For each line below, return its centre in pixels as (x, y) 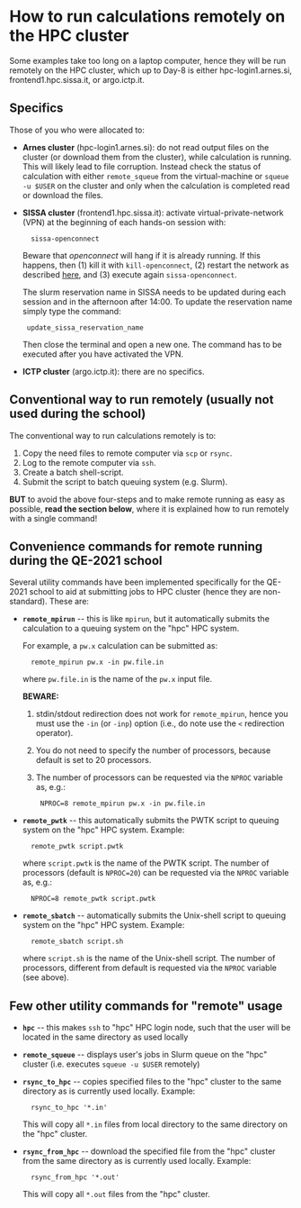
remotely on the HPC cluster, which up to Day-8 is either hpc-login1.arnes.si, (150, 70)
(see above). (45, 977)
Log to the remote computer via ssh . (89, 462)
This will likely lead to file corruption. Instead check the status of (142, 166)
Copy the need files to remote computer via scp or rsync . (127, 453)
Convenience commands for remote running (136, 546)
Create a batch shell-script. (73, 472)
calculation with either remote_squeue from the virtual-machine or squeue (155, 176)
